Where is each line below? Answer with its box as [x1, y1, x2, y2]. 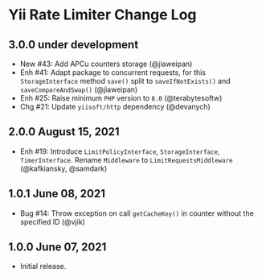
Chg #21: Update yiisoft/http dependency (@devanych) [19, 102, 211, 111]
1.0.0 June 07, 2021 [8, 240, 107, 254]
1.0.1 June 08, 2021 [8, 187, 106, 201]
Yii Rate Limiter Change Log [8, 6, 197, 24]
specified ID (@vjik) [19, 217, 86, 226]
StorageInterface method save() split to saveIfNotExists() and [19, 76, 231, 85]
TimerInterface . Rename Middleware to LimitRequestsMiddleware [19, 155, 233, 164]
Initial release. [19, 262, 67, 271]
